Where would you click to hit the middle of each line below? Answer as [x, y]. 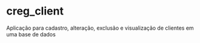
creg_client [35, 11]
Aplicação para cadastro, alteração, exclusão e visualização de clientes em [100, 28]
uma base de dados [31, 34]
